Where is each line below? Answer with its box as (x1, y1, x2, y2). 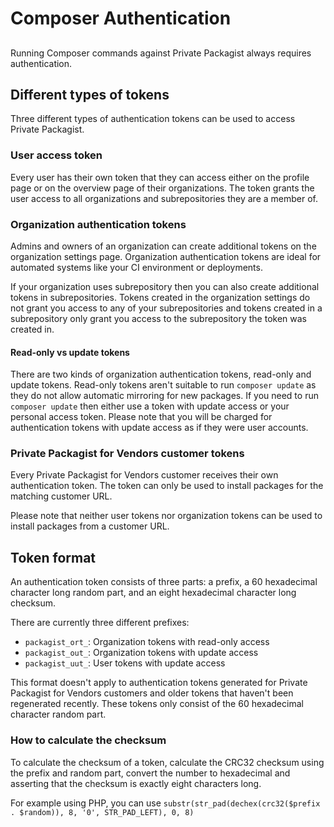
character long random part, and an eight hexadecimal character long (10, 587, 297, 599)
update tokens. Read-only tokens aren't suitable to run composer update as (10, 379, 317, 391)
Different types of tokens (10, 86, 170, 103)
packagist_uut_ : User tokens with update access (24, 657, 226, 669)
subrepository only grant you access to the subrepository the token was (10, 312, 307, 324)
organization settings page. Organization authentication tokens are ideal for (10, 250, 322, 262)
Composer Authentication (10, 7, 232, 30)
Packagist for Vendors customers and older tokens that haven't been (10, 687, 294, 699)
